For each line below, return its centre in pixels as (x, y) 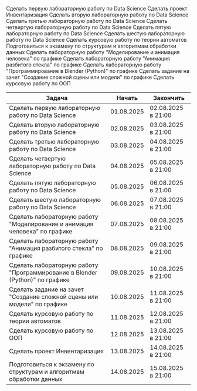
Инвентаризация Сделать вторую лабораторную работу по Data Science (97, 15)
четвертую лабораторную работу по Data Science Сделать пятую (89, 27)
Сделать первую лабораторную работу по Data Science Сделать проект (97, 9)
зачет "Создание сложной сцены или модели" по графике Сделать (90, 77)
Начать (127, 98)
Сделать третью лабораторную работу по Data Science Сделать (87, 21)
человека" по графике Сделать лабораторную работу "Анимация (88, 59)
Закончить (169, 98)
